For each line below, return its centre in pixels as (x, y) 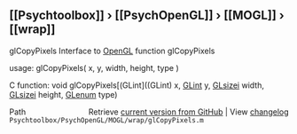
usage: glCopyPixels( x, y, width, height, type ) (94, 67)
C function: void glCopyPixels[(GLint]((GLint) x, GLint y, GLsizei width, (137, 85)
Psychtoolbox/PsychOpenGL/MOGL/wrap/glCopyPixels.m (106, 120)
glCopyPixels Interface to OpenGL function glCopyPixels (112, 51)
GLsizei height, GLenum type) (63, 94)
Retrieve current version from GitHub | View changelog (188, 112)
